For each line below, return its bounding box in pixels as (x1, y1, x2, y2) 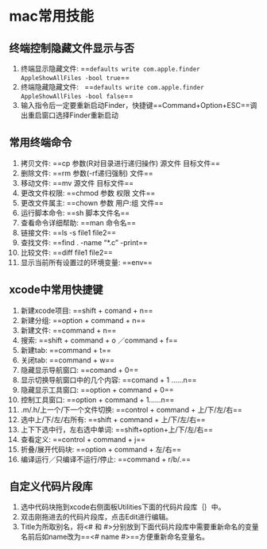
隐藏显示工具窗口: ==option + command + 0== (20, 385, 174, 394)
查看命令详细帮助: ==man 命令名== (20, 217, 137, 227)
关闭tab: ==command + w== (20, 355, 115, 365)
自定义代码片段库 (9, 480, 93, 493)
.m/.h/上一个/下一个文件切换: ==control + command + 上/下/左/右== (20, 405, 243, 414)
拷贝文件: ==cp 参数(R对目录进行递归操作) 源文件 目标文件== (20, 158, 221, 167)
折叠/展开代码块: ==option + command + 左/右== (20, 444, 182, 454)
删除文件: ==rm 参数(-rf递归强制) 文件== (20, 168, 153, 178)
